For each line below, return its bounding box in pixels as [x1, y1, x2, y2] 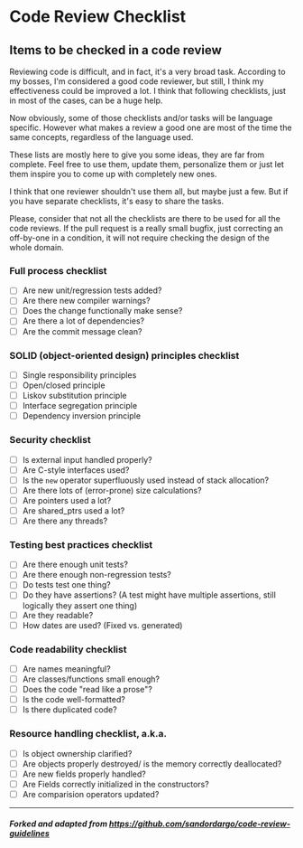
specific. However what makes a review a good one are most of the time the [9, 122, 292, 133]
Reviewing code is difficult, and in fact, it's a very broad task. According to [9, 66, 286, 77]
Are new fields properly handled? [22, 768, 146, 779]
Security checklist [9, 434, 92, 447]
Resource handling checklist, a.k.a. [9, 728, 168, 740]
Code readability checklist [9, 643, 127, 655]
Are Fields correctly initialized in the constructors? [22, 778, 209, 789]
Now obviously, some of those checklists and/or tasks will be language [9, 113, 273, 123]
